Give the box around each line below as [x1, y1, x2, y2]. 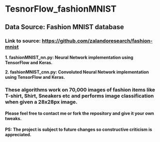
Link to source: [5, 37, 41, 44]
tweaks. [5, 116, 22, 122]
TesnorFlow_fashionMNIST [5, 3, 117, 15]
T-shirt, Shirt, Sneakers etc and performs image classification [5, 92, 154, 99]
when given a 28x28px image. [5, 98, 78, 105]
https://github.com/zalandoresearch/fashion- [42, 37, 153, 44]
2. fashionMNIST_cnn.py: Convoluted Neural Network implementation [5, 69, 149, 75]
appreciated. [5, 132, 32, 137]
